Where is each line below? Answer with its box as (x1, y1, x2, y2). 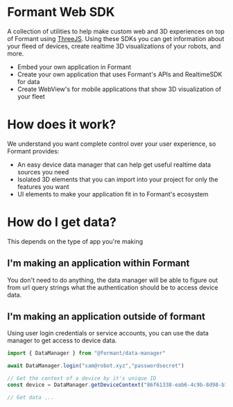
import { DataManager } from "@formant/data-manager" (7, 350, 166, 357)
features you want (17, 182, 69, 191)
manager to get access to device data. (7, 336, 117, 344)
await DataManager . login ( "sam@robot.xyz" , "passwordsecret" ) (7, 363, 185, 369)
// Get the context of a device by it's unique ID (7, 375, 157, 382)
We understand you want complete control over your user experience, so (7, 140, 216, 148)
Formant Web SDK (7, 4, 115, 20)
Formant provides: (7, 147, 60, 155)
